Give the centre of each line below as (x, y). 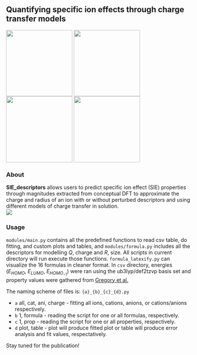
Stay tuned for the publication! (43, 345)
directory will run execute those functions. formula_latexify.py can (88, 259)
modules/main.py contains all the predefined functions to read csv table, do (96, 240)
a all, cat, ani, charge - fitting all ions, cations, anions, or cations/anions (101, 303)
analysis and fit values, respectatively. (61, 334)
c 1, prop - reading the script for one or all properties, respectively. (95, 321)
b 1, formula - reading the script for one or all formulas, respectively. (97, 315)
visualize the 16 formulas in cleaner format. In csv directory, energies (89, 265)
